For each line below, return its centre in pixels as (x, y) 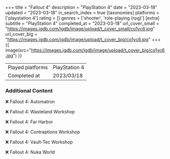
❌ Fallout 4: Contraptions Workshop (42, 132)
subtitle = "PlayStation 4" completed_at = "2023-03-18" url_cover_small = (82, 23)
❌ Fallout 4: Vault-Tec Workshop (39, 142)
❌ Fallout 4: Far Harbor (29, 122)
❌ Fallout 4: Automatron (30, 102)
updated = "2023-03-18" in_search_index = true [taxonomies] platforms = (82, 13)
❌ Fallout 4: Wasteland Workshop (40, 112)
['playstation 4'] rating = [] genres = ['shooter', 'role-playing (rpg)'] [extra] (82, 18)
